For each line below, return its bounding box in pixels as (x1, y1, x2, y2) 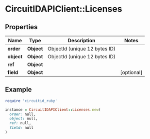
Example (5, 86, 32, 94)
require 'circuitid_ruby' (5, 98, 57, 103)
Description (67, 37, 96, 44)
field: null (9, 125, 34, 130)
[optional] (120, 69, 143, 76)
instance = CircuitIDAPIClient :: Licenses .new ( (5, 107, 101, 112)
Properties (5, 23, 38, 31)
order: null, (9, 112, 36, 117)
